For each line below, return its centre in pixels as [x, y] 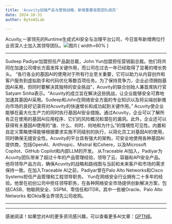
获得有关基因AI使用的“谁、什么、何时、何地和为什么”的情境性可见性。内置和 [86, 126]
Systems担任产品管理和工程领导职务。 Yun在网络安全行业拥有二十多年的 [82, 177]
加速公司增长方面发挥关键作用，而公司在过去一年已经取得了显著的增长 [88, 68]
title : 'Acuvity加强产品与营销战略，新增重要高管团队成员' [62, 10]
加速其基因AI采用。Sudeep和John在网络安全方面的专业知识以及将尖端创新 [84, 100]
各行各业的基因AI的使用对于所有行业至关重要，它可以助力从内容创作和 [91, 74]
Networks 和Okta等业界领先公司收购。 [46, 196]
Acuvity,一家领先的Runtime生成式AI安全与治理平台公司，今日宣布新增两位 [83, 39]
